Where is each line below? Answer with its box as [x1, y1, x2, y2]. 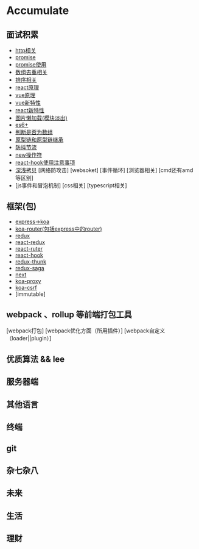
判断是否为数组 [15, 129, 53, 135]
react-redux [15, 239, 46, 246]
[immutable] [15, 290, 46, 298]
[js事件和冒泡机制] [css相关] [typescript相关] [15, 182, 127, 189]
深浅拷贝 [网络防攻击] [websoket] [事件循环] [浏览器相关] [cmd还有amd [15, 167, 194, 174]
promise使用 [15, 61, 47, 68]
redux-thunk [15, 257, 47, 265]
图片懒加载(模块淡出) [15, 114, 68, 121]
